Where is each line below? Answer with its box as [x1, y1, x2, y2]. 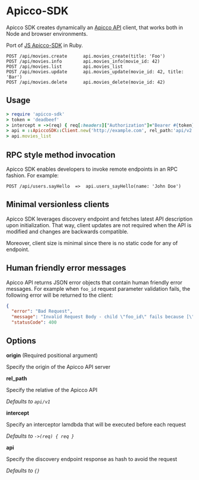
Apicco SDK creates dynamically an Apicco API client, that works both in [6, 24, 184, 31]
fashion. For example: [6, 171, 59, 179]
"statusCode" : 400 [11, 319, 57, 325]
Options [6, 336, 37, 346]
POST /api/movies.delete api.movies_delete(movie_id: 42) [6, 79, 166, 85]
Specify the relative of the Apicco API [6, 386, 98, 393]
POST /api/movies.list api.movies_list [6, 64, 123, 70]
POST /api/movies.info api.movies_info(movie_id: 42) [6, 58, 161, 64]
